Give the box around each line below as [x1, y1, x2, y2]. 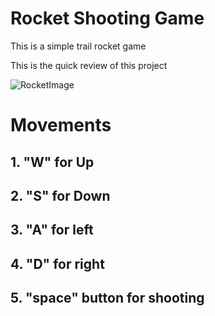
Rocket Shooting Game [10, 7, 205, 30]
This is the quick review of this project [10, 59, 168, 71]
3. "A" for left [10, 222, 94, 239]
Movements [10, 114, 112, 137]
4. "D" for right [10, 255, 105, 272]
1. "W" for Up [10, 153, 95, 171]
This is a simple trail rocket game [10, 40, 147, 52]
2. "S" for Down [10, 187, 111, 204]
